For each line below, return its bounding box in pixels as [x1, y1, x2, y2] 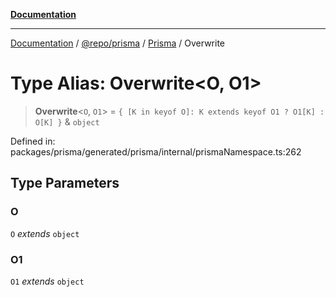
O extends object [10, 227, 80, 239]
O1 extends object [10, 275, 85, 287]
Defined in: [10, 135, 56, 147]
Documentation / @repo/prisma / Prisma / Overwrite [10, 37, 225, 49]
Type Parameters [10, 175, 120, 192]
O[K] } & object [34, 115, 100, 128]
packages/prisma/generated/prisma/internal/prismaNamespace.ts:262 [10, 145, 302, 158]
